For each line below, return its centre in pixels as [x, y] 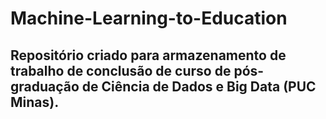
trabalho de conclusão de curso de [121, 70]
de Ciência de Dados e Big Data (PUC [199, 86]
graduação [45, 86]
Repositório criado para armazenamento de [148, 55]
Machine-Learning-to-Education [149, 18]
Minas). [35, 102]
